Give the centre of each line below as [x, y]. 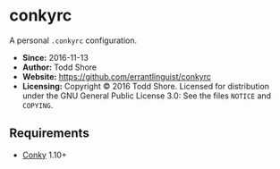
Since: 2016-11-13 [55, 57]
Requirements [49, 134]
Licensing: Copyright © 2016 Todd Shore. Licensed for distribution [146, 86]
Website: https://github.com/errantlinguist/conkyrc [117, 76]
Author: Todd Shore [59, 67]
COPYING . [38, 105]
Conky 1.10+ [44, 155]
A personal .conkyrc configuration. [73, 40]
